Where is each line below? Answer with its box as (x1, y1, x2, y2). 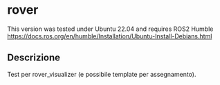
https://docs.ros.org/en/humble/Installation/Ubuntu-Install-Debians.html (7, 32, 212, 40)
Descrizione (7, 52, 61, 64)
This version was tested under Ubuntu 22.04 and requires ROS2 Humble (7, 25, 214, 33)
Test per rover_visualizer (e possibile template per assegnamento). (7, 70, 196, 78)
